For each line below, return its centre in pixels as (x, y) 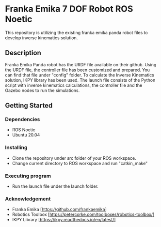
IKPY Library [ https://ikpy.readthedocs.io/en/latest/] (64, 220)
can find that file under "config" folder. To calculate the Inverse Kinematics (80, 75)
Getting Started (29, 106)
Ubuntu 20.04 (26, 135)
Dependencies (23, 120)
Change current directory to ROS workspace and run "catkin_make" (80, 163)
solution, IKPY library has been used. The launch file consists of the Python (80, 80)
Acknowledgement (28, 198)
